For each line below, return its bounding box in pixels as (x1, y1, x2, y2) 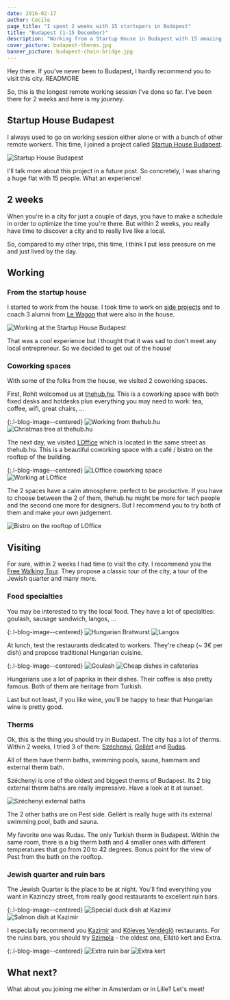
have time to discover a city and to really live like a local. (7, 227, 166, 235)
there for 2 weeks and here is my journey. (7, 95, 125, 103)
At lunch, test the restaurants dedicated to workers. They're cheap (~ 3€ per (7, 641, 223, 649)
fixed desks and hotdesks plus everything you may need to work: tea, (7, 397, 203, 405)
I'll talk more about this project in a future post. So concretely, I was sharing (7, 166, 220, 175)
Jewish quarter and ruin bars (7, 869, 105, 879)
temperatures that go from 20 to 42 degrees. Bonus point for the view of (7, 845, 212, 853)
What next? (7, 966, 57, 978)
